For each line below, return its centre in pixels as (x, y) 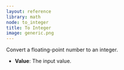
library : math (24, 17)
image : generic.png (30, 33)
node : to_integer (27, 22)
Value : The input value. (43, 61)
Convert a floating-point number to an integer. (62, 50)
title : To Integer (29, 28)
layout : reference (29, 11)
